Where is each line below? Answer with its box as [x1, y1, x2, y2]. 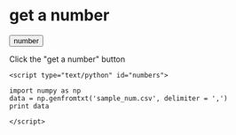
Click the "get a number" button [9, 54, 126, 64]
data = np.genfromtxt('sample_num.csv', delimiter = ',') [9, 94, 228, 102]
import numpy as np [9, 86, 82, 95]
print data [9, 101, 50, 110]
